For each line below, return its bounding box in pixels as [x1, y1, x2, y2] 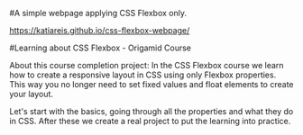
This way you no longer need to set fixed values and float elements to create [9, 79, 294, 89]
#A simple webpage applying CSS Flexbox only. [9, 8, 188, 18]
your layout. [9, 89, 54, 99]
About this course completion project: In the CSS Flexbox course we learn [9, 60, 284, 70]
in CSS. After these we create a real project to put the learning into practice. [9, 116, 291, 126]
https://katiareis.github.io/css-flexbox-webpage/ [9, 25, 190, 35]
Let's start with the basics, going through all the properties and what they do [9, 106, 294, 116]
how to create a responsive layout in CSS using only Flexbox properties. [9, 69, 277, 80]
